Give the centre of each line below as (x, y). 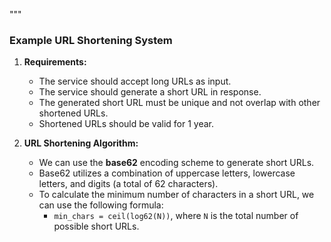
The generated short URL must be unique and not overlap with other (179, 103)
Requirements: (55, 62)
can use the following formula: (101, 205)
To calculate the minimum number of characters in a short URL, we (176, 195)
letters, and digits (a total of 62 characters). (128, 184)
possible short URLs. (96, 226)
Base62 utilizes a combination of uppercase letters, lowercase (167, 173)
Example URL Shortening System (91, 40)
